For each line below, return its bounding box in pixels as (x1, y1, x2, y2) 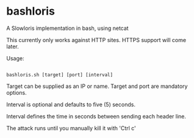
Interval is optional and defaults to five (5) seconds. (6, 101, 136, 108)
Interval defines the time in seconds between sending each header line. (6, 112, 187, 120)
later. (6, 43, 20, 50)
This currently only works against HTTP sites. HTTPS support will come (6, 36, 187, 43)
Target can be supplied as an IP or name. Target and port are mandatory (6, 82, 188, 90)
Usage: (6, 54, 24, 62)
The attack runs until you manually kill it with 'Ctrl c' (6, 124, 136, 132)
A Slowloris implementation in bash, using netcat (6, 24, 129, 32)
